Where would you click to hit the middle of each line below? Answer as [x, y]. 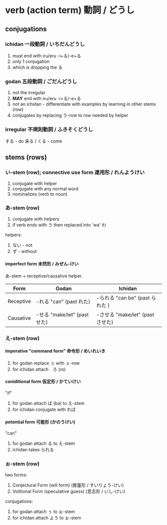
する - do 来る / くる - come [34, 141]
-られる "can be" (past [123, 298]
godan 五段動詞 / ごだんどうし [41, 81]
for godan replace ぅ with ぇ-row [46, 363]
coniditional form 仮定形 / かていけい [43, 382]
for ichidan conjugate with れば [44, 409]
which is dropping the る [38, 67]
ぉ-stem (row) [22, 464]
